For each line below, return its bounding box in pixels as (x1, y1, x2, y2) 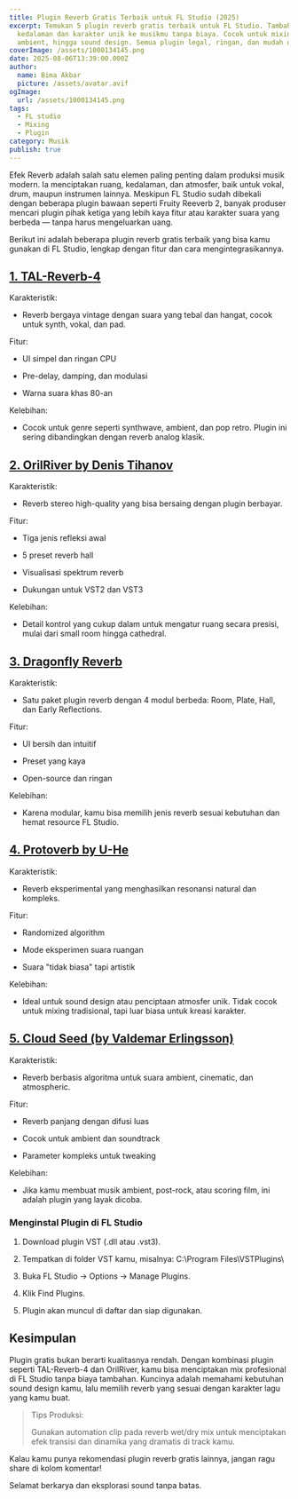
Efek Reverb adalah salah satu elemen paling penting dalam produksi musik (9, 170, 286, 180)
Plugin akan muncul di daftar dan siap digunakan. (21, 1305, 202, 1315)
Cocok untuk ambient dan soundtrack (21, 1133, 161, 1144)
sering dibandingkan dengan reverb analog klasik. (21, 432, 206, 442)
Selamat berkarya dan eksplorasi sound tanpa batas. (9, 1479, 202, 1490)
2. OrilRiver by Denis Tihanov (9, 457, 174, 472)
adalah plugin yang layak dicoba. (21, 1194, 143, 1204)
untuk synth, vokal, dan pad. (21, 319, 126, 329)
